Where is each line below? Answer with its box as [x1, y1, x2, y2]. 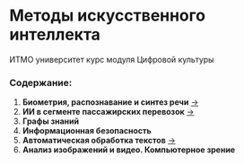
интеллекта [9, 24, 101, 45]
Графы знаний [22, 116, 79, 126]
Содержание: [9, 76, 73, 89]
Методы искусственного [9, 5, 206, 26]
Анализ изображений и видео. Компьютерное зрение [22, 144, 236, 155]
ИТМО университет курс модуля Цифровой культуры [9, 54, 214, 65]
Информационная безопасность [22, 125, 152, 136]
